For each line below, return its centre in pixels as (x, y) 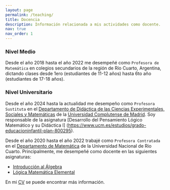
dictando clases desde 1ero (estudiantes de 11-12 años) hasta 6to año (78, 74)
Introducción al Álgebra (37, 167)
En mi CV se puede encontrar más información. (55, 182)
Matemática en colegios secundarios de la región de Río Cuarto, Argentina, (83, 68)
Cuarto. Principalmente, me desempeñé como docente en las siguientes (81, 151)
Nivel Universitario (29, 92)
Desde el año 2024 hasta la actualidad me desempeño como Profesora (80, 103)
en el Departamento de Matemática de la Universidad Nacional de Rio (78, 146)
